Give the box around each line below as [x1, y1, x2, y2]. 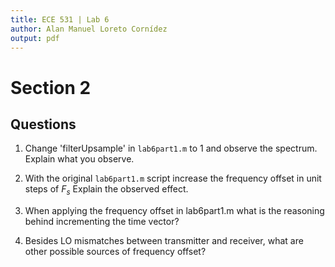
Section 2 [10, 76, 92, 99]
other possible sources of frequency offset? [24, 246, 207, 258]
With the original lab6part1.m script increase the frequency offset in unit [24, 172, 322, 185]
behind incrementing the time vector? [24, 216, 180, 228]
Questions [10, 116, 77, 133]
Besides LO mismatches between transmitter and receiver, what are [24, 235, 304, 247]
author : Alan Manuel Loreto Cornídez [10, 24, 168, 34]
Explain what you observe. [24, 153, 135, 165]
